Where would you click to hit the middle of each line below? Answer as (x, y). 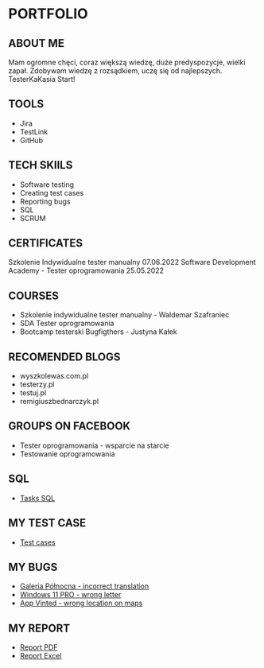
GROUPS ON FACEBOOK (70, 426)
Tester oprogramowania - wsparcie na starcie (94, 445)
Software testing (47, 184)
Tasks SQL (37, 498)
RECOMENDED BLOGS (64, 357)
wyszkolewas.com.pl (54, 376)
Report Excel (41, 656)
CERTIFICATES (46, 243)
